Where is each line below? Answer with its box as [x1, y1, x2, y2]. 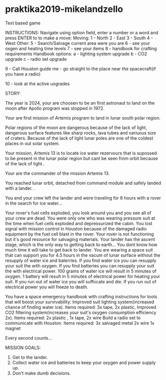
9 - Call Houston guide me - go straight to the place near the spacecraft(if [5, 66, 156, 72]
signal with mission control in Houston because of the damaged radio [5, 226, 147, 232]
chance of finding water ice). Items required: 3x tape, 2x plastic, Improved [5, 304, 157, 310]
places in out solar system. [5, 140, 60, 146]
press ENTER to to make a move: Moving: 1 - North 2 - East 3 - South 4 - [5, 35, 153, 41]
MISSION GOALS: [5, 345, 41, 351]
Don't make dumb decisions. [12, 370, 71, 376]
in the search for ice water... [5, 200, 62, 206]
